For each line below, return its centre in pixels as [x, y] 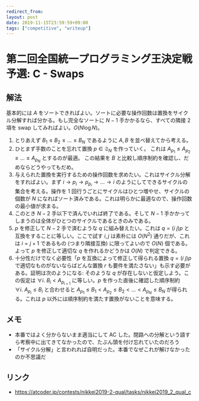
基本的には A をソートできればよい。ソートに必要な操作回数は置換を [89, 113]
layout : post [22, 17]
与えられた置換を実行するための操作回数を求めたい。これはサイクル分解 [102, 174]
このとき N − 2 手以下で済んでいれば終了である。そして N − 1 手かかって [102, 214]
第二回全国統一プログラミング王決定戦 [99, 59]
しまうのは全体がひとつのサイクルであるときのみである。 [84, 221]
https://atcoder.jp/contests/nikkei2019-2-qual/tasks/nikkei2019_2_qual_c [103, 392]
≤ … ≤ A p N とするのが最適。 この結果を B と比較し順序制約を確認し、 [99, 159]
